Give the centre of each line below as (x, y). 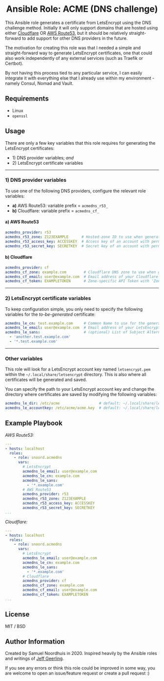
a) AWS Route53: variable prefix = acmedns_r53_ (60, 205)
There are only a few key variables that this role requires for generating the (80, 143)
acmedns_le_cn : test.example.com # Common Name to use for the (75, 323)
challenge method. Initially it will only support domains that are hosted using (82, 27)
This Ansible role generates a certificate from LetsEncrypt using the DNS (78, 23)
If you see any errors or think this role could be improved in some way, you (80, 668)
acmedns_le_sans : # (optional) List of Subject (75, 332)
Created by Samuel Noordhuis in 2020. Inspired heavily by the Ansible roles (81, 654)
